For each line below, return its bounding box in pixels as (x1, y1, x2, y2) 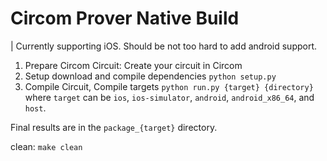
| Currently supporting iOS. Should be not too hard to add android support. (10, 40, 318, 52)
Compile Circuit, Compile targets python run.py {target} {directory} (24, 80, 314, 92)
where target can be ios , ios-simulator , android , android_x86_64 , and (24, 91, 315, 103)
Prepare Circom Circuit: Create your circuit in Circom (24, 59, 243, 71)
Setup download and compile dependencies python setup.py (24, 70, 277, 82)
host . (24, 102, 47, 114)
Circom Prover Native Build (10, 7, 240, 30)
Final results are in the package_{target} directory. (10, 121, 218, 133)
